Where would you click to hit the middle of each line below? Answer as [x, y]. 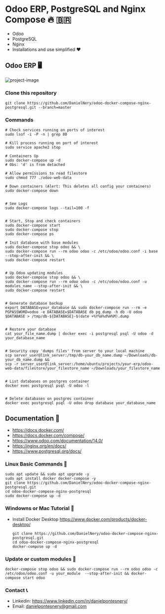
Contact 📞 [17, 590]
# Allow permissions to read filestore [46, 174]
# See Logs [16, 204]
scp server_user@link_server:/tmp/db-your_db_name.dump [64, 356]
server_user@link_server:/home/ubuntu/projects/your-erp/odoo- [87, 364]
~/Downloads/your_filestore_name [126, 368]
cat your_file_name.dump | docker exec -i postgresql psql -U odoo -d [79, 334]
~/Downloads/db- [141, 356]
